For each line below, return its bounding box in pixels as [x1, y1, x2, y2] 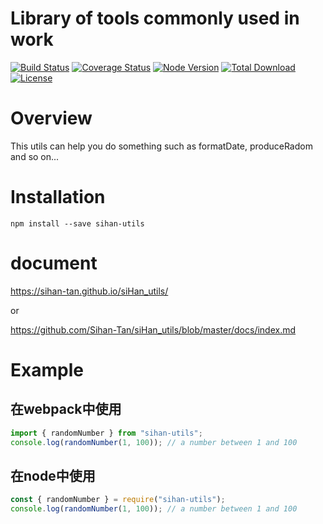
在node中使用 [10, 467, 96, 484]
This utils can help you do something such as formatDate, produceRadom [10, 140, 313, 152]
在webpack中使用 [10, 401, 122, 418]
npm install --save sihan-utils [10, 218, 145, 229]
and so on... [10, 150, 60, 162]
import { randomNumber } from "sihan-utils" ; [10, 428, 203, 438]
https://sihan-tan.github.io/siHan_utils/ [10, 285, 169, 297]
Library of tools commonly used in [10, 7, 300, 30]
